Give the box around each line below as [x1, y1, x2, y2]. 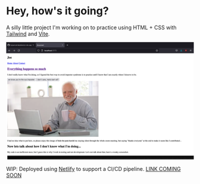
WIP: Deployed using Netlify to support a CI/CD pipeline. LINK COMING [6, 165, 181, 172]
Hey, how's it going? [6, 4, 109, 18]
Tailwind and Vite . [6, 30, 50, 37]
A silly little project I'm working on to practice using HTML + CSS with [6, 24, 177, 31]
